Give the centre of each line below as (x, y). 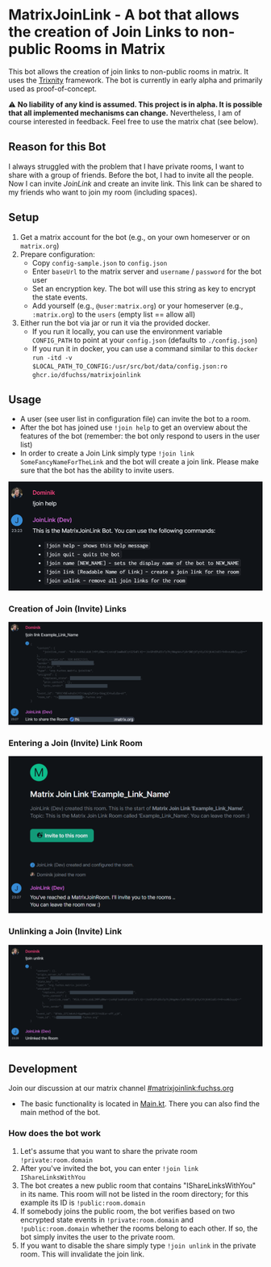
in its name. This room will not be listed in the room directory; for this (134, 1194)
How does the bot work (55, 1134)
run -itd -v (52, 358)
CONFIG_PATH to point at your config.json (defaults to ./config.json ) (145, 340)
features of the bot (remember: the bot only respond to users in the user (140, 436)
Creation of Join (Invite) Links (67, 609)
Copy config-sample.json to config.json (100, 262)
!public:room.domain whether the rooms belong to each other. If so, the (139, 1228)
